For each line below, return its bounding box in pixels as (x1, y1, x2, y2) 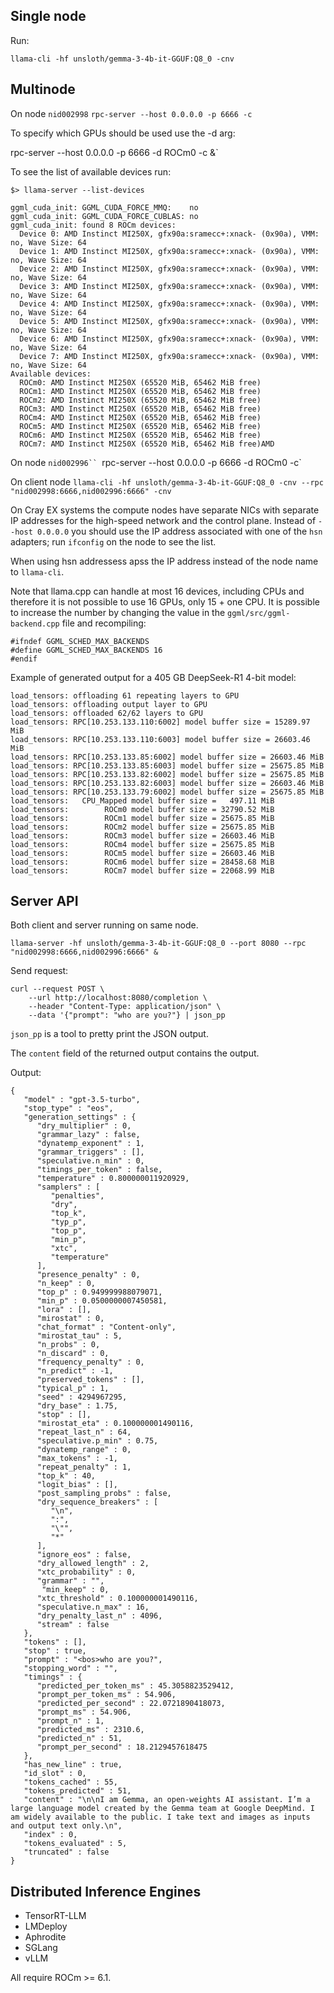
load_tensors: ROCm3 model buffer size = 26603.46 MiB (10, 830, 275, 841)
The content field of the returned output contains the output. (10, 1047, 260, 1059)
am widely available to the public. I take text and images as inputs (10, 1812, 311, 1823)
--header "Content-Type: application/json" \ (28, 1002, 222, 1012)
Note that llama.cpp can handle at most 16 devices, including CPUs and (10, 585, 305, 597)
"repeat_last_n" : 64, (36, 1427, 132, 1438)
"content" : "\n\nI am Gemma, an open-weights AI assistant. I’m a (23, 1795, 311, 1805)
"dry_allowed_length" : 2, (36, 1559, 150, 1569)
